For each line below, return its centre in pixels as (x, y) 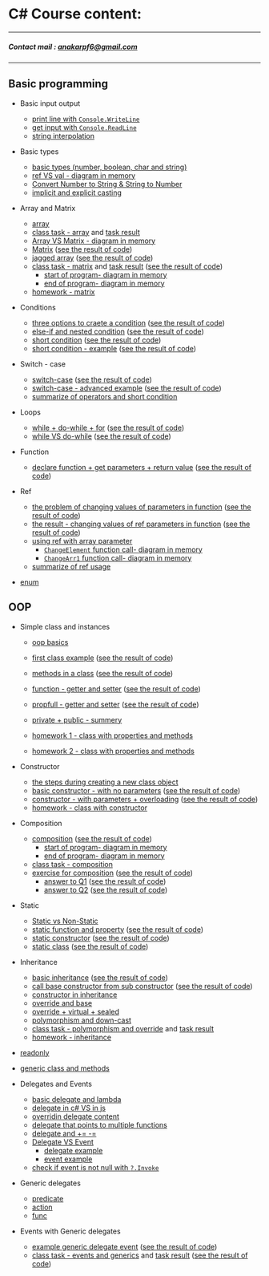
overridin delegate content (76, 1116)
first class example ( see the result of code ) (102, 658)
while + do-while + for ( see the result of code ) (108, 427)
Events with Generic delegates (70, 1231)
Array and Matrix (48, 208)
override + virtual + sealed (76, 1011)
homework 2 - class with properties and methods (113, 751)
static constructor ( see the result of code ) (100, 938)
